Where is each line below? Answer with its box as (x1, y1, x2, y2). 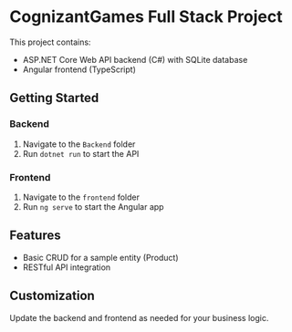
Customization (9, 288, 96, 304)
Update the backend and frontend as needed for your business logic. (9, 312, 269, 323)
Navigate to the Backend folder (22, 139, 136, 150)
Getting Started (9, 90, 99, 106)
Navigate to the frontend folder (22, 192, 140, 202)
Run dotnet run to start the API (22, 148, 140, 159)
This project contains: (9, 36, 91, 47)
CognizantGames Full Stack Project (9, 6, 283, 27)
